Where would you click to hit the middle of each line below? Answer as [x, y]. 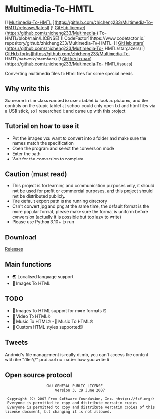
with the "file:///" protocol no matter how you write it [57, 359]
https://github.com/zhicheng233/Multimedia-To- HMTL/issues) [70, 64]
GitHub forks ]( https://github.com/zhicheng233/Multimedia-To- [68, 53]
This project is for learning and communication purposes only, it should [83, 186]
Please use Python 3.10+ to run [43, 222]
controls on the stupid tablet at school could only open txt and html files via [80, 105]
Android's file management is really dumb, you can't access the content [77, 354]
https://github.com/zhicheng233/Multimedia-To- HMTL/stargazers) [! [76, 48]
